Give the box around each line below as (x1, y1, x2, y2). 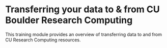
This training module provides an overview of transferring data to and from (5, 31, 162, 37)
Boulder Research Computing (5, 14, 133, 26)
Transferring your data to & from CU (5, 4, 160, 15)
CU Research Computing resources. (5, 37, 81, 43)
